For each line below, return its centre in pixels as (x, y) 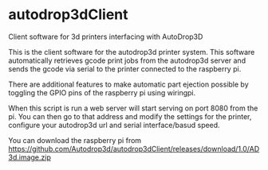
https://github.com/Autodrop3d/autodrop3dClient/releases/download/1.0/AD (134, 149)
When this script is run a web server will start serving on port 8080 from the (133, 108)
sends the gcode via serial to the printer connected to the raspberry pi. (125, 68)
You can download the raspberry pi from (75, 140)
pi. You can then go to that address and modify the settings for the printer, (130, 116)
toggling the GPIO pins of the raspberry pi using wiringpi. (102, 92)
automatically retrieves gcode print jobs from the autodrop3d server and (127, 60)
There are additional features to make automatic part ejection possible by (128, 84)
